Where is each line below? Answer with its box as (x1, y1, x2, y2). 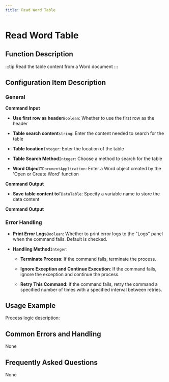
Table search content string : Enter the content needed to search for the (12, 130, 164, 137)
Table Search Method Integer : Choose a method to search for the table (12, 155, 163, 162)
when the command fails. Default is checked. (12, 236, 108, 242)
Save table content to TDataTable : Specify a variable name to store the (12, 191, 160, 197)
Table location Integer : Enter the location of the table (12, 146, 124, 152)
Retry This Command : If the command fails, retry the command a (20, 281, 158, 287)
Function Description (5, 50, 74, 59)
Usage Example (5, 301, 56, 310)
